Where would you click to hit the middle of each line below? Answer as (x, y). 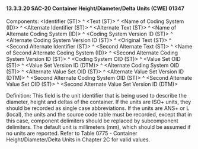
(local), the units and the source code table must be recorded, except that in (99, 115)
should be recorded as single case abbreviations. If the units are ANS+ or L (98, 108)
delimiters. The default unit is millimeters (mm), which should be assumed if (98, 127)
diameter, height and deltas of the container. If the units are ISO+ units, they (99, 102)
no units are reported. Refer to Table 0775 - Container (72, 134)
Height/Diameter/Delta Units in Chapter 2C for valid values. (78, 140)
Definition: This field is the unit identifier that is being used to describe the (96, 96)
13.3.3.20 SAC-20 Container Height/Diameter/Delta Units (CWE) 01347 (95, 8)
